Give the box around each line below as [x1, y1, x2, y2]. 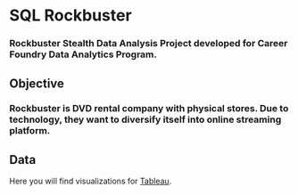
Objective [9, 76, 65, 91]
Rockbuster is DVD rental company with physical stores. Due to [9, 102, 289, 115]
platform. [9, 125, 51, 137]
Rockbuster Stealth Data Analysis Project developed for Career [9, 37, 288, 50]
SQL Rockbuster [9, 5, 132, 26]
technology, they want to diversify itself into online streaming [9, 113, 282, 126]
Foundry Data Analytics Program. [9, 48, 158, 61]
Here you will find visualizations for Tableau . [9, 175, 172, 187]
